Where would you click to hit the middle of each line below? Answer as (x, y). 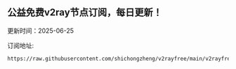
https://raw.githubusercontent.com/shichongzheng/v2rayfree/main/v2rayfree (120, 59)
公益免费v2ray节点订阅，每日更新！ (85, 13)
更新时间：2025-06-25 (40, 31)
